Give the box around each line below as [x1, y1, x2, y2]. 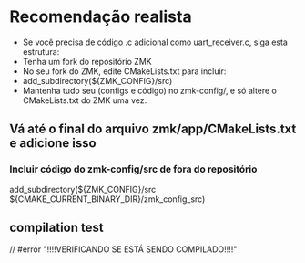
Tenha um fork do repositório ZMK [22, 56, 152, 67]
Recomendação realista [9, 6, 193, 27]
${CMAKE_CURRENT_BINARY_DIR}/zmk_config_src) [9, 194, 206, 205]
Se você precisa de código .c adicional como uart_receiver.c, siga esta [22, 37, 289, 47]
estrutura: [22, 46, 60, 57]
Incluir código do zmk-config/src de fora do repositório [9, 163, 258, 175]
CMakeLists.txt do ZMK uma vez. [22, 94, 147, 106]
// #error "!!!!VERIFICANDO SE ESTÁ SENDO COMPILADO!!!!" [9, 244, 238, 255]
